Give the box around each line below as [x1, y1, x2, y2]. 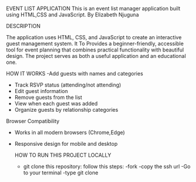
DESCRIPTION [6, 23, 41, 29]
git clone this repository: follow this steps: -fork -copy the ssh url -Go [23, 163, 191, 170]
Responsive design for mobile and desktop [14, 140, 118, 147]
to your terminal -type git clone [23, 169, 98, 176]
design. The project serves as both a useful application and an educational [6, 53, 186, 59]
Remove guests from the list [14, 94, 82, 101]
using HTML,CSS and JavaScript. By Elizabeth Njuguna [6, 11, 139, 18]
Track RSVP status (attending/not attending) [14, 81, 122, 88]
